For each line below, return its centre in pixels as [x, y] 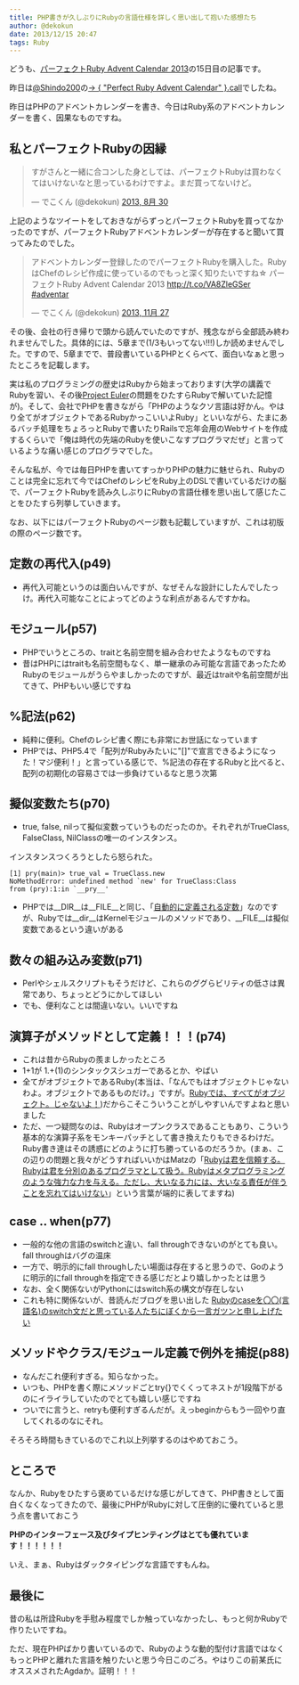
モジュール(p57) [53, 629]
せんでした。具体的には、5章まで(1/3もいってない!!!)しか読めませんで [151, 343]
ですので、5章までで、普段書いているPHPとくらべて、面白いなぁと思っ [155, 354]
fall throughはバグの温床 [66, 1255]
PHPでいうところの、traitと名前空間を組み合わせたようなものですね [146, 652]
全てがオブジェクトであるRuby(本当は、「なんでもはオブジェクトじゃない [155, 1081]
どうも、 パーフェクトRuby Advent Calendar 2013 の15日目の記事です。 [137, 69]
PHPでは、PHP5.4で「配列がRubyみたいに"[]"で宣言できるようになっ [149, 750]
